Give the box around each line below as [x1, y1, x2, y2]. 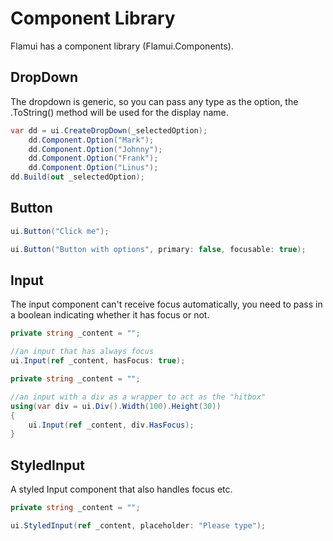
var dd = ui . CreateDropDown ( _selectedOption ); [10, 125, 208, 136]
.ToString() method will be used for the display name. [10, 106, 229, 118]
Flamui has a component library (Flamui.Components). [10, 40, 234, 52]
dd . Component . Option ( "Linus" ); [28, 163, 159, 173]
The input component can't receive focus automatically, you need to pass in [10, 298, 323, 311]
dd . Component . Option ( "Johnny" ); [28, 144, 163, 154]
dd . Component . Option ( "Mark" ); [28, 135, 155, 145]
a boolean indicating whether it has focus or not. [10, 309, 210, 321]
